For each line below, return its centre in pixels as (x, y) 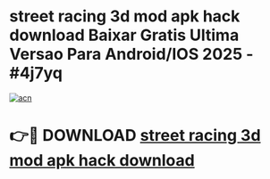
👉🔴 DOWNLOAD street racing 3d (135, 136)
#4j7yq (36, 73)
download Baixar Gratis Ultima (124, 35)
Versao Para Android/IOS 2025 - (131, 54)
